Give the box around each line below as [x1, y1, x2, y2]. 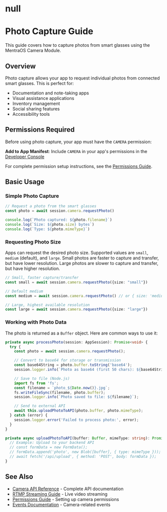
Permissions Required [5, 125, 75, 134]
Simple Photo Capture [5, 192, 60, 199]
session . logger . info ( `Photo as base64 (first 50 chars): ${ [14, 367, 141, 372]
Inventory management [12, 100, 61, 106]
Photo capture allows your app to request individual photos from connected [5, 75, 160, 81]
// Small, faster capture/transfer [5, 275, 79, 280]
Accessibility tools [12, 111, 50, 117]
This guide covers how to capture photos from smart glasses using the [5, 42, 150, 48]
